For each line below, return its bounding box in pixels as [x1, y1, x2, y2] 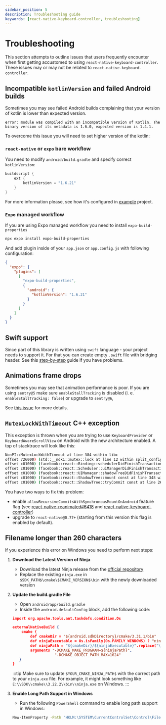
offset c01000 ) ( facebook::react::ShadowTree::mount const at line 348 [5, 476, 156, 481]
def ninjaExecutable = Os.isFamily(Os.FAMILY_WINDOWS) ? [30, 639, 150, 644]
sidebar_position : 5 [5, 7, 48, 12]
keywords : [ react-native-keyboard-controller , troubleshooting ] [5, 16, 140, 21]
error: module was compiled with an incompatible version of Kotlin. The [5, 120, 161, 125]
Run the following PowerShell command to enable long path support [19, 700, 158, 706]
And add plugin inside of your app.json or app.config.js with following [5, 245, 149, 251]
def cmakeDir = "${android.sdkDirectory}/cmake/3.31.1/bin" [30, 634, 157, 639]
